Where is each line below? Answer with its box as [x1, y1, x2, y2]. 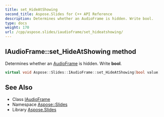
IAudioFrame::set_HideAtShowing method [5, 48, 137, 56]
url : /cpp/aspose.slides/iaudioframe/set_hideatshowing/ [5, 30, 123, 34]
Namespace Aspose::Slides [12, 101, 68, 107]
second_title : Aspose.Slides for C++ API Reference [5, 12, 112, 17]
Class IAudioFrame [12, 96, 50, 102]
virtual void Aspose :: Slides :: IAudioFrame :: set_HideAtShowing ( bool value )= [5, 70, 163, 75]
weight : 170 [5, 25, 29, 30]
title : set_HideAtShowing [5, 7, 58, 12]
